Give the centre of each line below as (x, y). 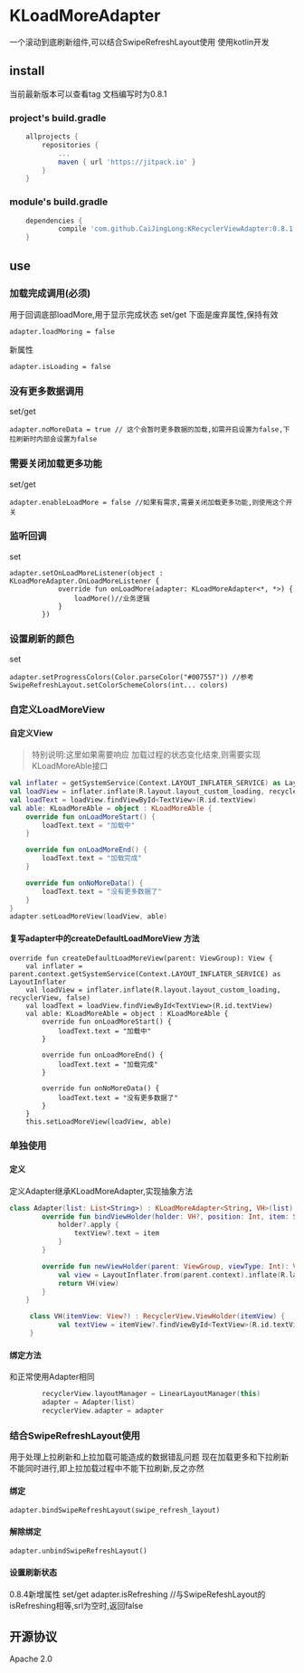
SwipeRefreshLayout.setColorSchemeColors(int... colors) (119, 685)
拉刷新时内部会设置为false (53, 440)
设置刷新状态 (33, 1573)
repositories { (71, 145)
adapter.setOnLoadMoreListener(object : (87, 573)
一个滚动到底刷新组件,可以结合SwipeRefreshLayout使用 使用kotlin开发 (139, 42)
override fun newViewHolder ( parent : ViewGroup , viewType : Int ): (166, 1266)
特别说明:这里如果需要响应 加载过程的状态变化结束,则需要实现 (146, 755)
